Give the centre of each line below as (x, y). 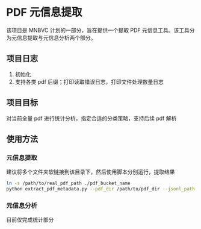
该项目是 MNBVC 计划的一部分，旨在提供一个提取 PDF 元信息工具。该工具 (98, 30)
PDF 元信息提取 (44, 12)
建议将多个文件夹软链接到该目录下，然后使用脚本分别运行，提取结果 (91, 172)
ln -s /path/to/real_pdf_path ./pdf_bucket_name (68, 184)
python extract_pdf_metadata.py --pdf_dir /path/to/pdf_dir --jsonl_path (101, 189)
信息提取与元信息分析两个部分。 (56, 37)
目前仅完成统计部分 (30, 220)
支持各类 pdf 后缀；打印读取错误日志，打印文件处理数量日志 (89, 81)
